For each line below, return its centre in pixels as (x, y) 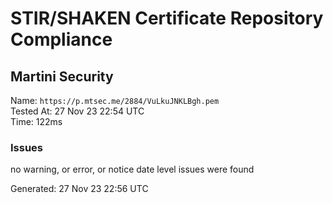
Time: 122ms (36, 121)
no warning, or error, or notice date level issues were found (132, 169)
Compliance (61, 39)
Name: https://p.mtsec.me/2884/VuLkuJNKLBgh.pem (115, 100)
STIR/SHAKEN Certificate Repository (167, 18)
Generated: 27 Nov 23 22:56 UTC (79, 189)
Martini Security (62, 76)
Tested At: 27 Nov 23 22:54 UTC (77, 111)
